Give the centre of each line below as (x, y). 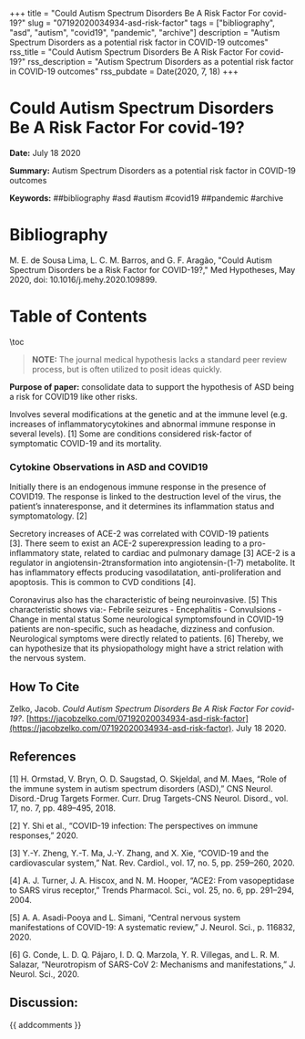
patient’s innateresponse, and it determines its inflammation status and (142, 507)
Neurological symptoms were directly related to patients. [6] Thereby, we (147, 639)
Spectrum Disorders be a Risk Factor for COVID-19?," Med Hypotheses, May (152, 269)
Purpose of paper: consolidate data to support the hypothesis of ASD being (152, 386)
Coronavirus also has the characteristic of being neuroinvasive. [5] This (143, 600)
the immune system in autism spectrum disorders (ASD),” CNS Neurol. (141, 788)
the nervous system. (48, 658)
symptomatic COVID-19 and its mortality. (86, 443)
